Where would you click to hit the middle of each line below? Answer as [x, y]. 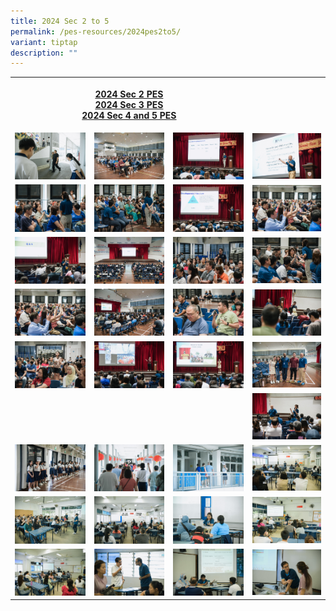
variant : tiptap [44, 42]
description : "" [44, 53]
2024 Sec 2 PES [129, 94]
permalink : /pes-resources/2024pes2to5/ [96, 31]
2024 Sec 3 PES [129, 104]
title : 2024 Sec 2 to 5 [60, 21]
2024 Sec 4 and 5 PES [129, 115]
